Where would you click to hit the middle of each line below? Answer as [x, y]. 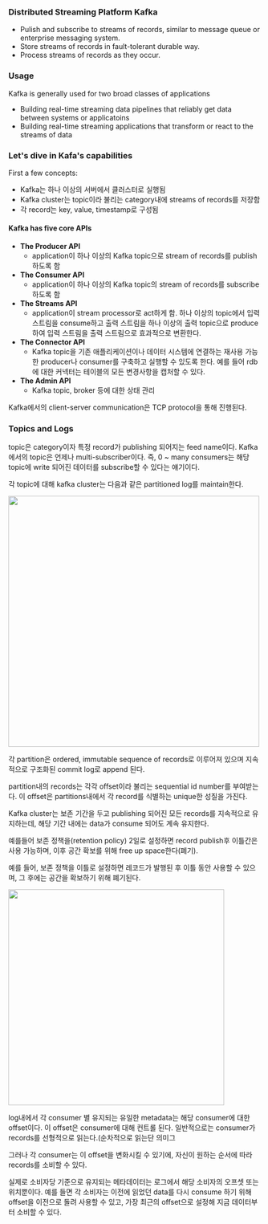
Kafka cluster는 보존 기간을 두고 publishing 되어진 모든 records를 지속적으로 [129, 814]
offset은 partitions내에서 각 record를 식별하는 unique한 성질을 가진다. [137, 797]
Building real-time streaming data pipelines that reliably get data [126, 109]
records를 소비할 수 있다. [48, 1165]
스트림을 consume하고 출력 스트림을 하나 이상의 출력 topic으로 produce [145, 323]
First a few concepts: [43, 173]
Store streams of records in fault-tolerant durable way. [110, 47]
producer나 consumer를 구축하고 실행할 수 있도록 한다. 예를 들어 [142, 362]
